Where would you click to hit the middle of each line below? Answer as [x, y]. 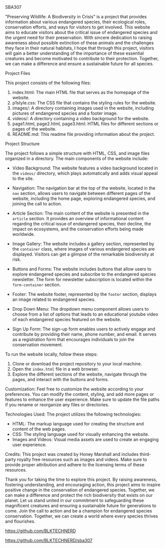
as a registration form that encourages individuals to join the [73, 339]
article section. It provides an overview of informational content [78, 218]
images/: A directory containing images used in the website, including [83, 108]
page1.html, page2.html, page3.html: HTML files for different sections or [85, 124]
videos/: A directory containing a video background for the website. [81, 118]
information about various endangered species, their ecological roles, [76, 22]
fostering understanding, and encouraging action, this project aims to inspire [83, 485]
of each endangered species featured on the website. [67, 319]
